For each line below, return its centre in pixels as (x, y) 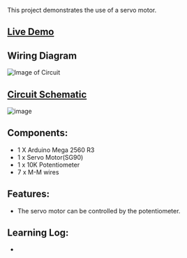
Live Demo (31, 32)
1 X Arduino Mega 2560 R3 (56, 150)
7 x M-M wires (38, 172)
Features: (29, 194)
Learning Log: (38, 233)
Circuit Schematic (47, 94)
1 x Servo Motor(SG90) (50, 157)
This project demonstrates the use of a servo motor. (82, 10)
